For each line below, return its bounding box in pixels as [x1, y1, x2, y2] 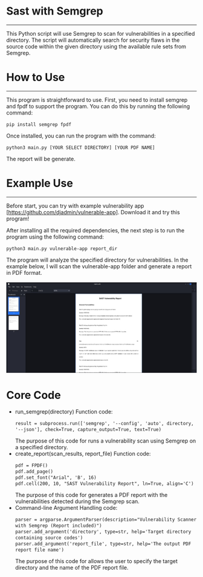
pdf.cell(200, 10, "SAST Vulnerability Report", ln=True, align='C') [14, 481, 195, 487]
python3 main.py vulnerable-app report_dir [6, 245, 118, 252]
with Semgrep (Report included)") [14, 523, 102, 529]
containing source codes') [14, 535, 83, 541]
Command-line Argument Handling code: [14, 504, 118, 512]
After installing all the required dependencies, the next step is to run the [6, 226, 185, 234]
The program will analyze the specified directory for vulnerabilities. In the [6, 256, 188, 263]
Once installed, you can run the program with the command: [6, 132, 156, 139]
